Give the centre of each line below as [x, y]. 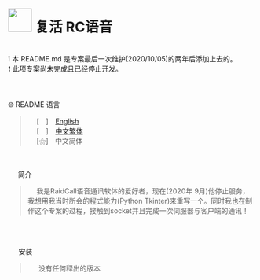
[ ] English [58, 121]
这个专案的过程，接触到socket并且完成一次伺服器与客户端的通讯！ [141, 210]
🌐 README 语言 [34, 104]
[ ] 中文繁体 [60, 131]
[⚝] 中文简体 [60, 141]
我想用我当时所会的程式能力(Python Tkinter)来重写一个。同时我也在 [136, 201]
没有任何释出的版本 [69, 268]
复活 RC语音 [74, 27]
